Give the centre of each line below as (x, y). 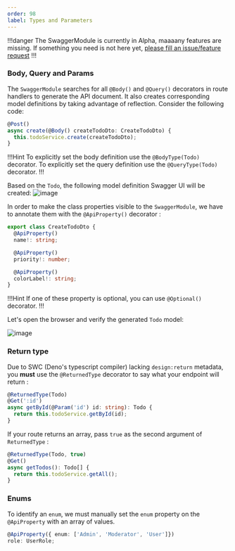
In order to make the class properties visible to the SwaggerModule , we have (115, 207)
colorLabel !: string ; (45, 278)
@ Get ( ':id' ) (25, 401)
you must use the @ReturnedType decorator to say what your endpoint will (113, 374)
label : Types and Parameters (50, 20)
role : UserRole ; (31, 541)
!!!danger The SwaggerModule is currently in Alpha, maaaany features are (114, 40)
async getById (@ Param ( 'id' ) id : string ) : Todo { (80, 408)
